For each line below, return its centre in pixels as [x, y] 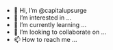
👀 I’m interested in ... [42, 18]
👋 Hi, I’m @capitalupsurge [50, 10]
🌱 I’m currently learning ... [50, 25]
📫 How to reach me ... [45, 40]
